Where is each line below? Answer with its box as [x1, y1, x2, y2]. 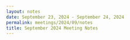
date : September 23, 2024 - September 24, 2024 [6, 14, 125, 20]
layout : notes [6, 8, 41, 15]
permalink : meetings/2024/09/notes [6, 19, 93, 25]
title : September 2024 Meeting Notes [6, 25, 98, 31]
